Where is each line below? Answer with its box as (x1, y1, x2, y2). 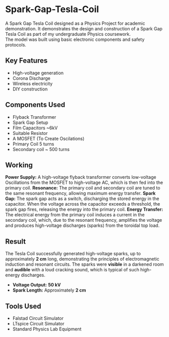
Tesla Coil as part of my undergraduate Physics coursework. (5, 31, 131, 37)
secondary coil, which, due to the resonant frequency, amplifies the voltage (5, 217, 162, 223)
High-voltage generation (12, 70, 64, 76)
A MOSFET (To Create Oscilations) (12, 135, 85, 141)
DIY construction (12, 86, 48, 92)
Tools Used (5, 302, 41, 310)
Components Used (5, 101, 66, 109)
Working (5, 161, 33, 169)
